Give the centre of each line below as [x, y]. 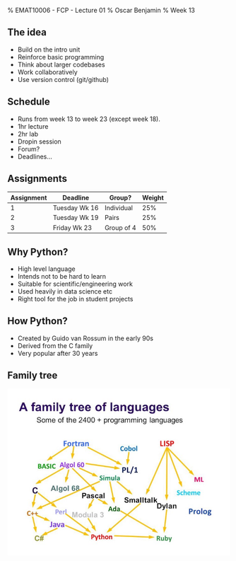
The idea [27, 32]
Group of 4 [120, 227]
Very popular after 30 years [58, 353]
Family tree [33, 375]
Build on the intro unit [49, 50]
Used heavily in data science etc [65, 291]
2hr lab [28, 134]
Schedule [29, 102]
